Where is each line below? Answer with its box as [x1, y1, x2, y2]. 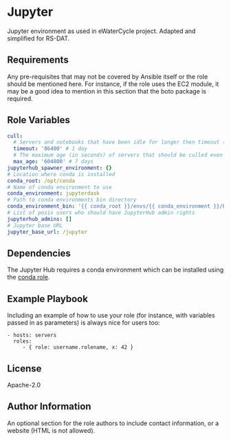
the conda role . [7, 273, 50, 281]
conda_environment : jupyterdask [7, 190, 100, 197]
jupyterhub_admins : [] [7, 215, 72, 222]
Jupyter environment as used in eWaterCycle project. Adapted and [7, 27, 196, 35]
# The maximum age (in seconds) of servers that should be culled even [13, 152, 223, 159]
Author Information [7, 400, 91, 413]
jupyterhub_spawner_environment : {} [7, 164, 112, 171]
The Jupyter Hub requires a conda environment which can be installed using [7, 266, 224, 274]
